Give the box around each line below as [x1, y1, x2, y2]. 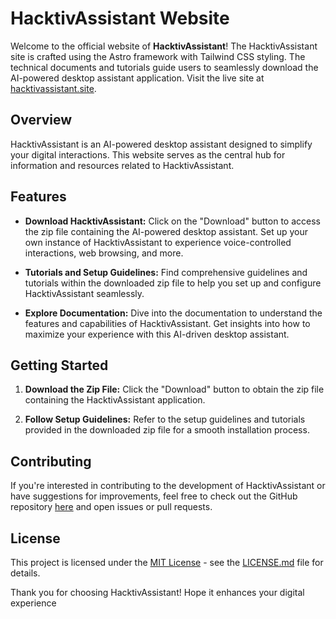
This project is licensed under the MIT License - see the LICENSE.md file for [10, 557, 324, 568]
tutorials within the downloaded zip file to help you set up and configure [24, 277, 322, 289]
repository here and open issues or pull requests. [10, 501, 213, 513]
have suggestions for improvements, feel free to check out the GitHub [10, 490, 298, 502]
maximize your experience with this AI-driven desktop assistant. [24, 328, 290, 340]
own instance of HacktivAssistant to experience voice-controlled [24, 236, 292, 248]
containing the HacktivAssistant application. [24, 394, 206, 406]
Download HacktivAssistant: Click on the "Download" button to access [24, 215, 321, 227]
